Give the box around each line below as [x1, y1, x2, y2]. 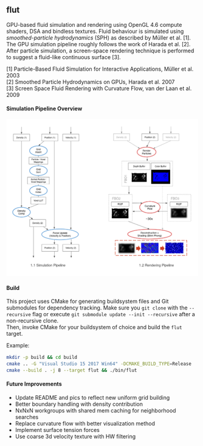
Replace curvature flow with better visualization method [15, 420, 155, 427]
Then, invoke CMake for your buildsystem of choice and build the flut [6, 324, 182, 331]
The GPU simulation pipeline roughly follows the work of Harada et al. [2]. [6, 40, 191, 48]
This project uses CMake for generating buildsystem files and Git [6, 298, 169, 305]
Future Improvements [6, 380, 62, 388]
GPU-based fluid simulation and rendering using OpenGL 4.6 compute [6, 21, 182, 28]
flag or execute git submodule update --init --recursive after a [32, 311, 196, 318]
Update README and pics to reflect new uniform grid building [15, 394, 170, 401]
